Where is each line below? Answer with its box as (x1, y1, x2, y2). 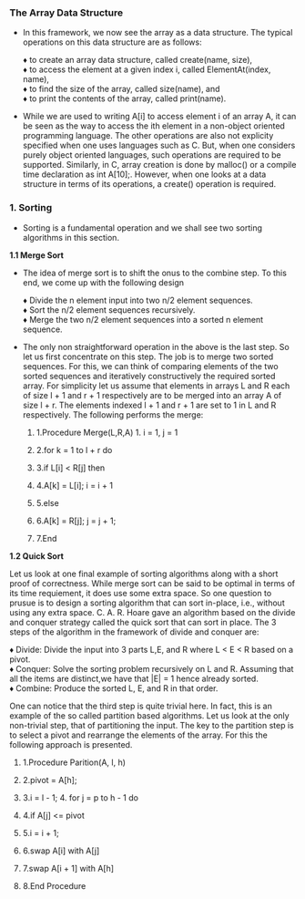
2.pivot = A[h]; (22, 774, 77, 785)
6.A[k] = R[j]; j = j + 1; (36, 515, 117, 526)
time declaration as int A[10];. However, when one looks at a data (22, 169, 267, 180)
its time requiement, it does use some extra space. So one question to (9, 587, 272, 598)
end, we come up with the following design (22, 276, 185, 288)
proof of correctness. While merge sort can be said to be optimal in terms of (9, 577, 296, 589)
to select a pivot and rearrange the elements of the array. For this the (9, 729, 269, 740)
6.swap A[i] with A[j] (22, 845, 100, 856)
